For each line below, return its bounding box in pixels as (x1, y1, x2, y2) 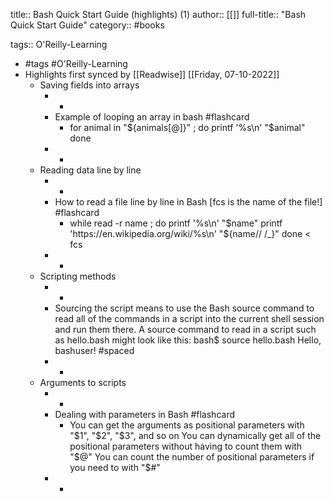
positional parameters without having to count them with (69, 440, 303, 452)
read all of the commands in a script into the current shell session (54, 313, 325, 324)
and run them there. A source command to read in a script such (54, 324, 317, 335)
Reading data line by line (39, 164, 142, 176)
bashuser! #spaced (54, 345, 135, 356)
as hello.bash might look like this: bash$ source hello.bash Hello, (54, 334, 322, 346)
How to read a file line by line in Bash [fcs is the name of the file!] (54, 196, 323, 208)
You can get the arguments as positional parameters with (69, 419, 305, 431)
